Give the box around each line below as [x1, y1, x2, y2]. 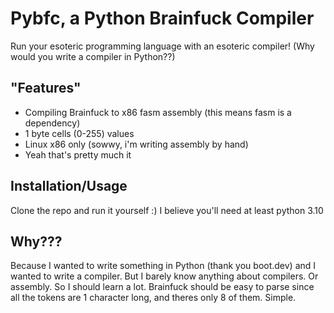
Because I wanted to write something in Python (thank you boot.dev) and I [10, 260, 317, 272]
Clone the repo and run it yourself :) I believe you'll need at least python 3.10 [10, 204, 324, 216]
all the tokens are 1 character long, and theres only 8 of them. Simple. [10, 292, 297, 304]
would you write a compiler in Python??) [10, 50, 176, 62]
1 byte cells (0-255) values [24, 127, 135, 139]
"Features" [10, 80, 82, 97]
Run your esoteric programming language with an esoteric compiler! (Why [10, 40, 315, 52]
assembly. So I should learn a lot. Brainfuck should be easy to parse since [10, 281, 315, 293]
